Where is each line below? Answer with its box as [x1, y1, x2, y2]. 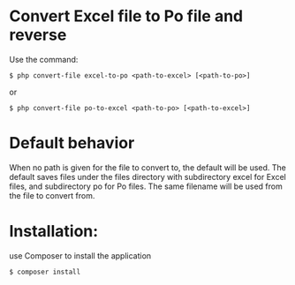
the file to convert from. [9, 190, 95, 200]
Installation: [9, 221, 99, 242]
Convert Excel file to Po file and [9, 6, 244, 26]
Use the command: [9, 54, 79, 64]
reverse [9, 25, 67, 45]
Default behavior [9, 133, 135, 154]
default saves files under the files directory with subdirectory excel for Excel [9, 171, 287, 182]
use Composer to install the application [9, 250, 152, 261]
